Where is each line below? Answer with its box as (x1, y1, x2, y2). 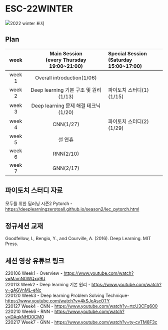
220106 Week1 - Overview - (5, 270, 63, 276)
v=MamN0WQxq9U (5, 276, 46, 282)
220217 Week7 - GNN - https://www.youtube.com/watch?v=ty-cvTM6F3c (5, 319, 157, 325)
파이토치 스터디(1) (108, 86, 149, 93)
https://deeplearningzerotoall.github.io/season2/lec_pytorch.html (5, 206, 139, 212)
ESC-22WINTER (5, 3, 73, 15)
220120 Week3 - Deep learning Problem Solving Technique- (5, 292, 129, 299)
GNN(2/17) (52, 164, 79, 171)
